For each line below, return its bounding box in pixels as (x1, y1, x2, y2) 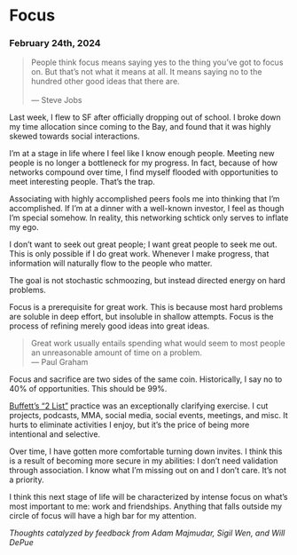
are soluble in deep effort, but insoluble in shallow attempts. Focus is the (9, 312, 274, 322)
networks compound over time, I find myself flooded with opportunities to (9, 167, 278, 178)
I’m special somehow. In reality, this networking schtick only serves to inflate (9, 212, 289, 223)
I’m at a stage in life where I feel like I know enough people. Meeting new (9, 148, 275, 159)
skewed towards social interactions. (9, 131, 140, 142)
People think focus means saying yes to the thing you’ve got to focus (30, 57, 284, 67)
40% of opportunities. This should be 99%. (9, 384, 168, 394)
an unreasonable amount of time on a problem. (30, 347, 202, 358)
